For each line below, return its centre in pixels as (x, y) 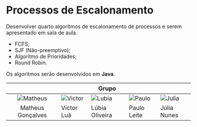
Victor (69, 108)
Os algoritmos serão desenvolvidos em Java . (61, 74)
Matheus (32, 108)
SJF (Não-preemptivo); (43, 50)
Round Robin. (31, 63)
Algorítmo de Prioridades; (46, 56)
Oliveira (102, 115)
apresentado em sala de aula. (42, 32)
